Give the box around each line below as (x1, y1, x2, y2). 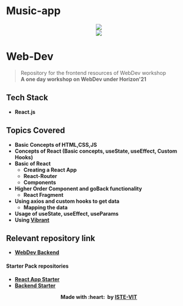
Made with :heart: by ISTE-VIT (61, 293, 137, 300)
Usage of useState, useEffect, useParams (14, 210, 119, 217)
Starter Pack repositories (6, 262, 69, 269)
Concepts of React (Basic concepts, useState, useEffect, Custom (14, 147, 178, 154)
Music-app (6, 4, 61, 18)
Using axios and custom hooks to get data (14, 198, 119, 205)
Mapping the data (23, 203, 68, 210)
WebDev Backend (14, 249, 60, 256)
